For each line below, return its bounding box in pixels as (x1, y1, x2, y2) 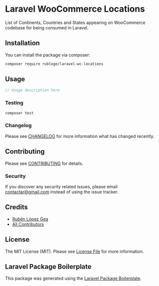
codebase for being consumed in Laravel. (5, 24, 89, 30)
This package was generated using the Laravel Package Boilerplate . (5, 275, 142, 282)
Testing (5, 99, 23, 106)
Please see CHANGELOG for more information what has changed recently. (5, 133, 155, 139)
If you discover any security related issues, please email (5, 183, 118, 189)
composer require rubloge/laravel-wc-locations (5, 61, 104, 66)
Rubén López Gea (12, 216, 49, 222)
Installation (5, 39, 40, 47)
